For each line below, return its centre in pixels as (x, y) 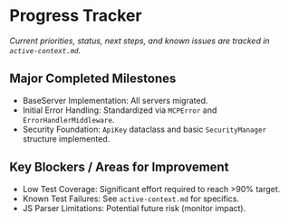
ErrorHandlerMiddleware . (68, 119)
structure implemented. (66, 139)
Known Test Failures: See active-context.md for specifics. (131, 199)
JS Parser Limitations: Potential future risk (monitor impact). (134, 208)
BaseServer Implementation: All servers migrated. (115, 100)
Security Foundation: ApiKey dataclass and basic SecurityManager (144, 129)
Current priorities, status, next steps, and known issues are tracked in (140, 41)
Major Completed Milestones (93, 79)
